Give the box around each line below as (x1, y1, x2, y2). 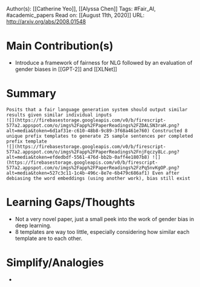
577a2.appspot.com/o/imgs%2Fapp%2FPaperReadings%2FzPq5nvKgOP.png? (6, 164, 180, 171)
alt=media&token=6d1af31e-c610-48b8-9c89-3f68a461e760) (6, 127, 150, 134)
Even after (152, 170, 180, 176)
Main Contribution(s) (6, 39, 114, 53)
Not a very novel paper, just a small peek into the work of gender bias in (15, 215, 195, 222)
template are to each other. (15, 234, 83, 242)
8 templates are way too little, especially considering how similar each (15, 228, 190, 235)
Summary (6, 87, 56, 100)
